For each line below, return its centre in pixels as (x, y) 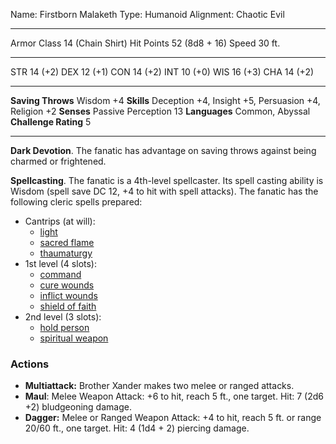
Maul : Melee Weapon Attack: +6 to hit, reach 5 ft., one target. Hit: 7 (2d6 (174, 396)
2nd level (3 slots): (63, 317)
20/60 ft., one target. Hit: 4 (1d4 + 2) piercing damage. (137, 428)
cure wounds (67, 285)
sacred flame (67, 242)
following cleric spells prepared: (76, 202)
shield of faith (68, 306)
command (60, 274)
